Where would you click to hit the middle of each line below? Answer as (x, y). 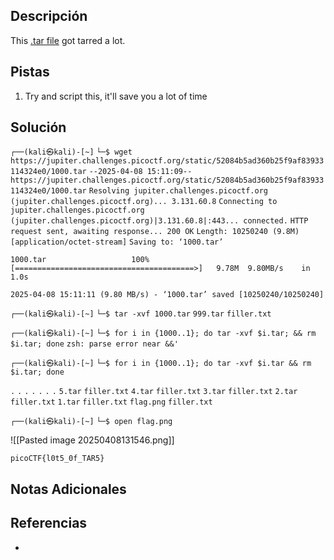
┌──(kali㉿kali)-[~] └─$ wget (71, 152)
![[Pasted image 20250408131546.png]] (92, 440)
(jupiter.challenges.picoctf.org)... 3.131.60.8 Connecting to (144, 202)
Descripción (49, 16)
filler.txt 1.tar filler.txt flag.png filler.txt (111, 402)
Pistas (30, 72)
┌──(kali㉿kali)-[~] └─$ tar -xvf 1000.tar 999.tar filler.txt (141, 314)
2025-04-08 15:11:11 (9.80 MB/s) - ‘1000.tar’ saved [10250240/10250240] (167, 295)
